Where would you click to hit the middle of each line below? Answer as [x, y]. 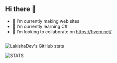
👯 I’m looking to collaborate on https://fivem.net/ [62, 31]
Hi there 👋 [21, 9]
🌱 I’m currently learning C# [40, 26]
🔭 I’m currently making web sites [46, 21]
